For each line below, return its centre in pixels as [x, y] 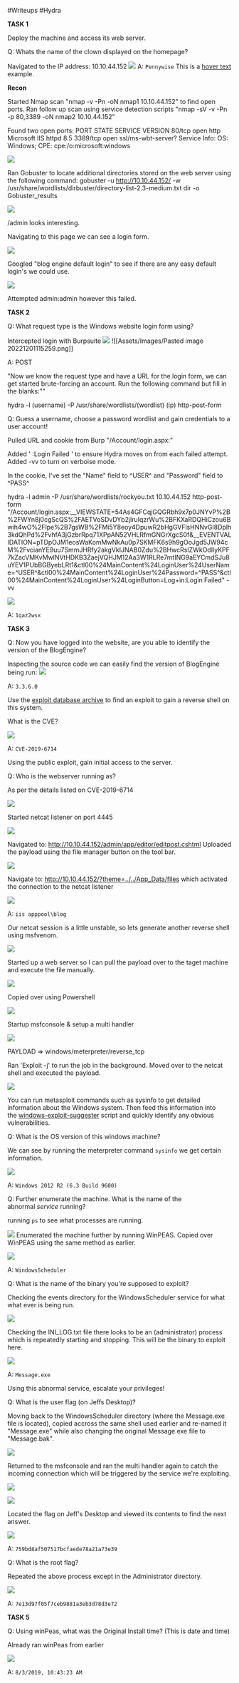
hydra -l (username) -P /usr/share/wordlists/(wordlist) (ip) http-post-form [115, 405]
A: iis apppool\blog [37, 914]
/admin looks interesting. [44, 223]
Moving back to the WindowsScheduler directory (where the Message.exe [116, 1416]
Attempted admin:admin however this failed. [72, 298]
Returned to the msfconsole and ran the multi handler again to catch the [113, 1466]
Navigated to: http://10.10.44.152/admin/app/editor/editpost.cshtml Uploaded [119, 844]
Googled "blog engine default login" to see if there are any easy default [112, 264]
